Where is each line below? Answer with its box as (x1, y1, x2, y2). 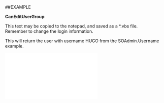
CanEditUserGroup (5, 14, 45, 19)
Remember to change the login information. (5, 28, 94, 34)
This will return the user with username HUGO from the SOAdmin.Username (5, 38, 159, 44)
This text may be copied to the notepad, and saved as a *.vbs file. (5, 23, 138, 29)
